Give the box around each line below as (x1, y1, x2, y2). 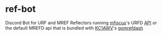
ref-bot (5, 3, 36, 15)
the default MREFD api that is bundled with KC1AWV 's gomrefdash (5, 25, 143, 31)
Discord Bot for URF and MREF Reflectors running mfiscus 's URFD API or (5, 20, 157, 26)
